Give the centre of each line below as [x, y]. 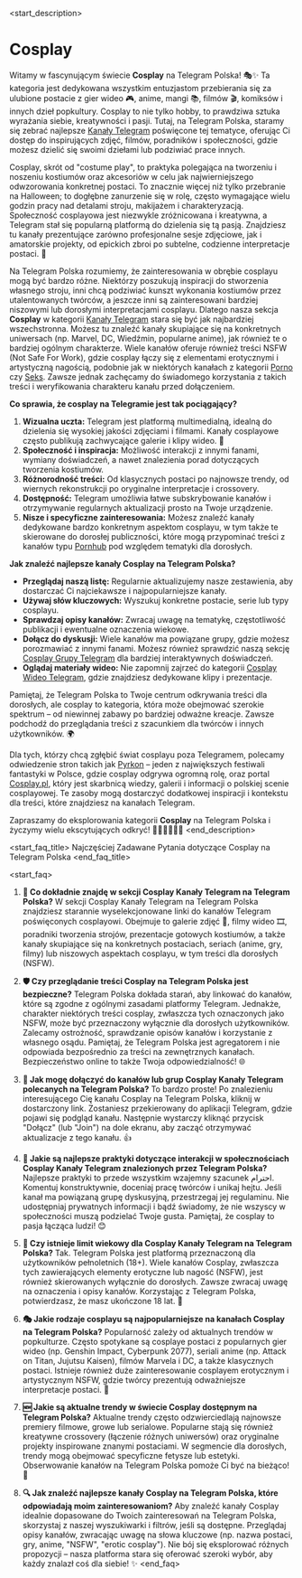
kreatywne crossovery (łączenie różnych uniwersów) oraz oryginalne [151, 1436]
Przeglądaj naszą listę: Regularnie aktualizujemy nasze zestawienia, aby [158, 581]
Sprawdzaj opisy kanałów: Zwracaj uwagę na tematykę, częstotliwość [154, 619]
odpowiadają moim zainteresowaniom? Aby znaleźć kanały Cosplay [151, 1506]
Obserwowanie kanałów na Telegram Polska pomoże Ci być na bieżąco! [156, 1465]
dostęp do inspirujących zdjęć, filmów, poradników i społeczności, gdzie [143, 140]
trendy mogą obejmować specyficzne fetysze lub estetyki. [131, 1455]
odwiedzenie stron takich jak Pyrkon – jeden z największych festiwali [137, 764]
